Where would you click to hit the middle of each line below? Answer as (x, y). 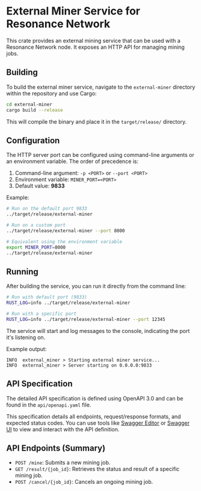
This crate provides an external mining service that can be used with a (93, 40)
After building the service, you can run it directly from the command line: (96, 286)
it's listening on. (26, 337)
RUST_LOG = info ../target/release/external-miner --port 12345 (86, 319)
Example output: (26, 349)
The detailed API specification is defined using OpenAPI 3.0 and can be (95, 398)
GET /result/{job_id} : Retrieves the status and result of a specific (97, 469)
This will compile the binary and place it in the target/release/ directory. (97, 121)
